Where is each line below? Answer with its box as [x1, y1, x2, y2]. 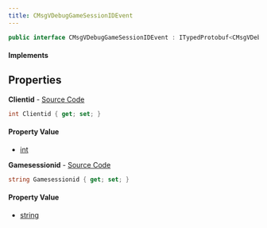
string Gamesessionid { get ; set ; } [8, 176, 130, 184]
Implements [8, 51, 49, 60]
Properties [8, 73, 62, 87]
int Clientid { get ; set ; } [8, 110, 102, 118]
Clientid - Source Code [8, 95, 85, 104]
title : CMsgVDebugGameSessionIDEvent [8, 11, 133, 20]
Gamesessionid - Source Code [8, 160, 111, 169]
